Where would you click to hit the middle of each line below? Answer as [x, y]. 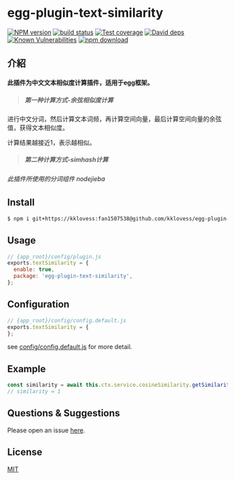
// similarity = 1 [34, 392]
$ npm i [19, 218]
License [25, 452]
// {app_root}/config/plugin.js [54, 257]
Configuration [38, 305]
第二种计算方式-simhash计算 [66, 160]
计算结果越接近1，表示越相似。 [51, 142]
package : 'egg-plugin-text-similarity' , [73, 276]
